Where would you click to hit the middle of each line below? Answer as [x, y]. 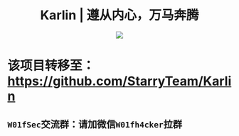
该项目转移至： [51, 66]
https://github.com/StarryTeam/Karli [119, 81]
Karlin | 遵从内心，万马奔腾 [119, 15]
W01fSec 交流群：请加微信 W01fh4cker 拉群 [95, 124]
